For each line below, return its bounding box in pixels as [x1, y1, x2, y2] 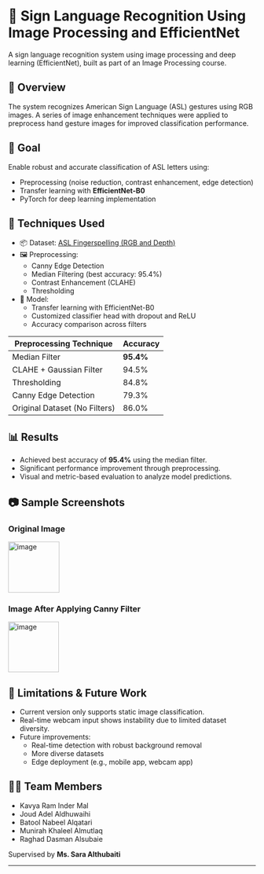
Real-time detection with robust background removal [31, 740, 203, 750]
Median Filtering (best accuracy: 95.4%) [31, 270, 163, 279]
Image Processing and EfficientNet [8, 24, 240, 42]
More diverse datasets [31, 748, 104, 758]
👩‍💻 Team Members [8, 780, 103, 793]
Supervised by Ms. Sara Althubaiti [8, 849, 121, 859]
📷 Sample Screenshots [8, 495, 126, 509]
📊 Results [8, 430, 59, 443]
